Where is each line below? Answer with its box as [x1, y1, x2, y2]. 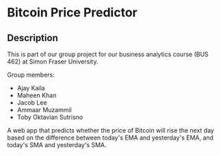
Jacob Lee [16, 99, 47, 107]
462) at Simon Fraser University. [7, 57, 99, 66]
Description [7, 32, 58, 44]
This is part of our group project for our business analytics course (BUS [7, 50, 209, 58]
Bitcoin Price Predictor [7, 5, 138, 21]
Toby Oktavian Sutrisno [16, 113, 83, 121]
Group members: [7, 70, 55, 79]
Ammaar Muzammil [16, 106, 72, 114]
